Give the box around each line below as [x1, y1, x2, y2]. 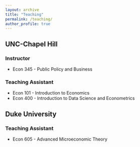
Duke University [5, 109, 57, 118]
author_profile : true [5, 21, 51, 26]
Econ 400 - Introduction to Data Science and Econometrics [12, 95, 135, 101]
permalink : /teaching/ [5, 16, 53, 21]
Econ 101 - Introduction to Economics [12, 90, 90, 96]
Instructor [5, 54, 30, 61]
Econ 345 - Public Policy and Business [12, 66, 93, 72]
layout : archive [5, 7, 39, 12]
